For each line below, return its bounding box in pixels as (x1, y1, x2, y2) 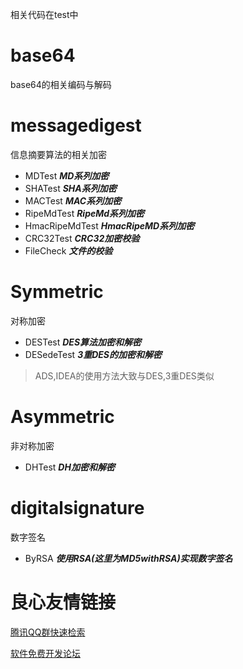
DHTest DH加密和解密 (24, 461, 115, 473)
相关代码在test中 (10, 9, 79, 20)
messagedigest (10, 114, 142, 137)
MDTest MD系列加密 (24, 169, 110, 182)
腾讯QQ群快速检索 (10, 626, 86, 638)
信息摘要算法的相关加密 (10, 148, 107, 160)
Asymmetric (10, 406, 115, 428)
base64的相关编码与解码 (10, 78, 112, 90)
